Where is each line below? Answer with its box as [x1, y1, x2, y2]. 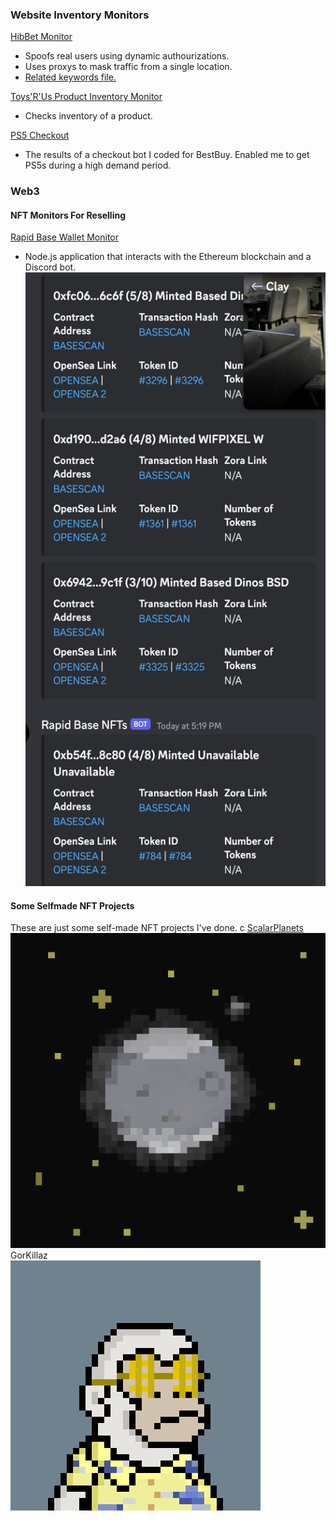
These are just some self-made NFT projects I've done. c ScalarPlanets [10, 922, 304, 934]
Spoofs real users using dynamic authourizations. [24, 50, 230, 62]
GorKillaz [10, 1249, 48, 1262]
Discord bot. [24, 261, 77, 273]
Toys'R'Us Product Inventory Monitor [10, 91, 163, 103]
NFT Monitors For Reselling [10, 209, 127, 221]
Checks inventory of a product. [24, 110, 153, 122]
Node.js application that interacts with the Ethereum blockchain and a [24, 251, 312, 263]
